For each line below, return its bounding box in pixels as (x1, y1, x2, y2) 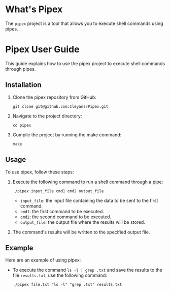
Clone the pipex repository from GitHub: (12, 94, 96, 100)
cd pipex (12, 123, 31, 128)
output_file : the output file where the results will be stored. (20, 219, 146, 225)
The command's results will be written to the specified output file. (12, 229, 150, 235)
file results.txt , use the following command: (12, 272, 108, 278)
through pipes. (5, 66, 36, 72)
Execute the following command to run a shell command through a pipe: (12, 179, 163, 185)
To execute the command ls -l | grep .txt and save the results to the (12, 267, 162, 273)
